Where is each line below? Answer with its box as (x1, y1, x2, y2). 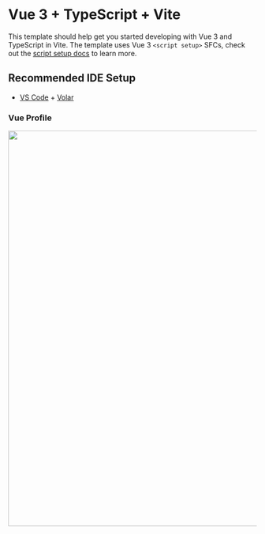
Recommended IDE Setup (8, 71, 136, 85)
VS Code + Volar (19, 93, 74, 102)
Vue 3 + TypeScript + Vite (8, 6, 181, 24)
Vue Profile (8, 112, 53, 123)
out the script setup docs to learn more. (8, 48, 137, 58)
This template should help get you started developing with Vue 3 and (8, 32, 233, 41)
